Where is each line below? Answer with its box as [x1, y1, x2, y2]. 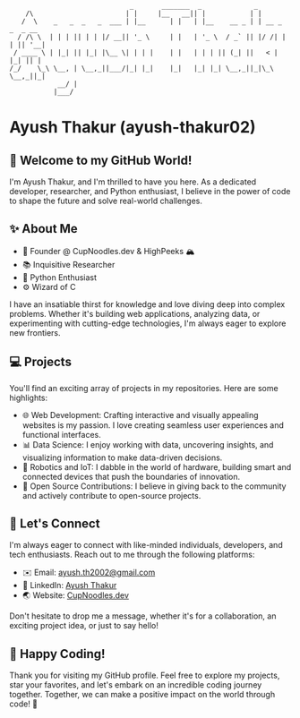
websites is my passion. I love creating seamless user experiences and [21, 419, 285, 431]
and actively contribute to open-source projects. [21, 490, 201, 500]
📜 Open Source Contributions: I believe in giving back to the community [21, 481, 287, 491]
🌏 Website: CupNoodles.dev [21, 590, 130, 601]
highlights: [9, 392, 48, 403]
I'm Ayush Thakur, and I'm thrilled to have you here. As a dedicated [9, 176, 257, 187]
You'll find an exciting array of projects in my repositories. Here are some [9, 382, 279, 393]
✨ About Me [9, 221, 78, 236]
